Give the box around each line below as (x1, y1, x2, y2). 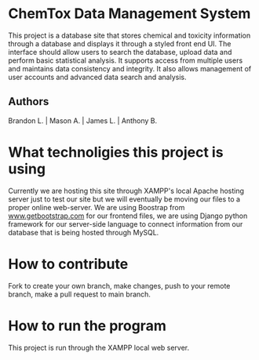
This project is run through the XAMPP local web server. (8, 343, 190, 352)
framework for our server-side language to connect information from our (8, 219, 243, 228)
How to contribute (8, 255, 129, 273)
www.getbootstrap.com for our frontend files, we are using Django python (8, 211, 248, 220)
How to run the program (8, 317, 166, 334)
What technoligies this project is (8, 143, 224, 161)
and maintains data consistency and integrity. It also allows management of (8, 64, 252, 73)
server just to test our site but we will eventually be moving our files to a (8, 194, 241, 204)
